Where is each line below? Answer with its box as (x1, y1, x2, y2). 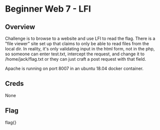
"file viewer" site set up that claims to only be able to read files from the (5, 41, 149, 47)
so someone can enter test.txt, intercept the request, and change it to (5, 51, 145, 57)
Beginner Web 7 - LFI (5, 3, 91, 15)
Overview (5, 23, 36, 31)
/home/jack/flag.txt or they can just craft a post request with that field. (5, 56, 146, 62)
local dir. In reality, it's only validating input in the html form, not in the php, (5, 46, 155, 51)
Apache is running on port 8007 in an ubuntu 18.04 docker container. (5, 65, 144, 71)
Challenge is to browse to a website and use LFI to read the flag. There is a (5, 35, 156, 41)
